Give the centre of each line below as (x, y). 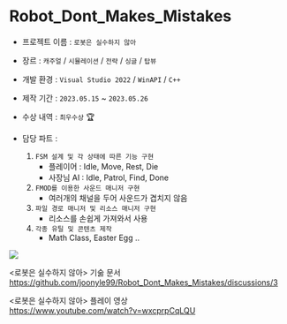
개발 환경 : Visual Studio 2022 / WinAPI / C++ (101, 79)
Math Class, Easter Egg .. (94, 237)
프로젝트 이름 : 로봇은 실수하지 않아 (79, 41)
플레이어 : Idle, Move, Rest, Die (103, 166)
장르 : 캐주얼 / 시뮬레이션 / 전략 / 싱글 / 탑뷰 (89, 60)
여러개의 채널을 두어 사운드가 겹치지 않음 (118, 198)
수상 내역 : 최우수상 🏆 (58, 117)
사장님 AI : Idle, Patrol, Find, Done (109, 177)
